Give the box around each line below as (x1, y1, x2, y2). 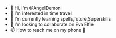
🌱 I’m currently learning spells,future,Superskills (10, 16, 111, 22)
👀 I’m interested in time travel (10, 10, 72, 16)
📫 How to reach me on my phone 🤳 (10, 27, 86, 33)
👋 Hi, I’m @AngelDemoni (10, 5, 62, 11)
